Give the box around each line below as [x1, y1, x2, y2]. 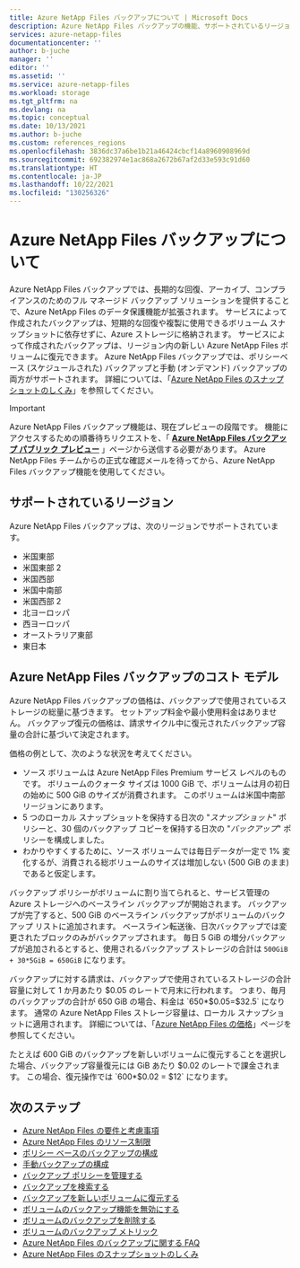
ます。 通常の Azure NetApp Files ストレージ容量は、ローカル [9, 1007, 236, 1017]
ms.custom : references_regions [9, 138, 126, 147]
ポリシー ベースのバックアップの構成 [21, 1148, 159, 1158]
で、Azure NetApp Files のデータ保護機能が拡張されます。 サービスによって [9, 306, 288, 317]
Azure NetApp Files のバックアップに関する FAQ [21, 1237, 200, 1248]
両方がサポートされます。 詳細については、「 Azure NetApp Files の [9, 374, 253, 384]
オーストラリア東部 [21, 630, 94, 640]
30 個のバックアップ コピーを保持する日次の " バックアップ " [61, 823, 282, 833]
